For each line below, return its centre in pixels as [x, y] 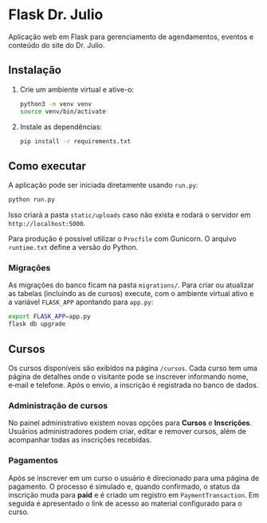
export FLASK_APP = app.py [49, 317]
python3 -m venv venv [56, 104]
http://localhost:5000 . [47, 224]
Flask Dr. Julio [56, 15]
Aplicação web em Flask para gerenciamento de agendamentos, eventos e [131, 37]
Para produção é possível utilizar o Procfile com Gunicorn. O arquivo [122, 239]
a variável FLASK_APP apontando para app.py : [81, 302]
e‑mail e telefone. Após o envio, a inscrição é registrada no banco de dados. [133, 384]
